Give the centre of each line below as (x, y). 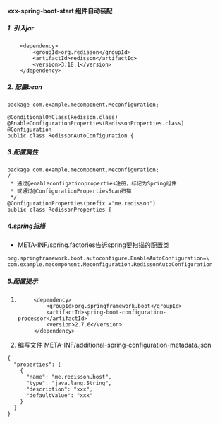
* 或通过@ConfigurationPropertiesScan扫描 (71, 191)
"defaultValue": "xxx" (59, 396)
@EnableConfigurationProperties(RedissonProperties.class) (96, 123)
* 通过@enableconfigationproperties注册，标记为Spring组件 (93, 183)
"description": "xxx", (59, 389)
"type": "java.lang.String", (69, 383)
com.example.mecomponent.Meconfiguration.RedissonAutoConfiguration (110, 265)
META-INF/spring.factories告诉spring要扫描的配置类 (93, 245)
